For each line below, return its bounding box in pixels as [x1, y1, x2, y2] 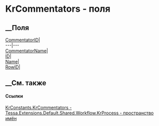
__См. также [5, 79, 47, 87]
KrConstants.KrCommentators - [5, 104, 72, 110]
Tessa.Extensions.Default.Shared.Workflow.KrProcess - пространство [5, 110, 154, 116]
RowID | [5, 64, 20, 70]
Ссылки [5, 93, 23, 99]
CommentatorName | [5, 48, 48, 54]
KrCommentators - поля [5, 3, 111, 15]
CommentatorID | [5, 37, 40, 43]
